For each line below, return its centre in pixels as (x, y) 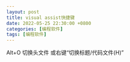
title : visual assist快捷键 (41, 18)
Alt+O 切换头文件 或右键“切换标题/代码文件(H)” (65, 53)
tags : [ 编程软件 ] (27, 35)
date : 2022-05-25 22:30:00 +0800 (49, 23)
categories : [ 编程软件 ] (34, 29)
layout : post (23, 12)
